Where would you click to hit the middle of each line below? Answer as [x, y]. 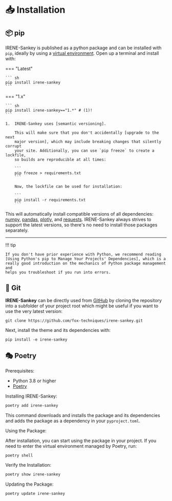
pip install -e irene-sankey [36, 339]
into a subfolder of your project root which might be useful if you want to [82, 306]
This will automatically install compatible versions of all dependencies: [79, 214]
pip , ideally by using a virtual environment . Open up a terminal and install [82, 53]
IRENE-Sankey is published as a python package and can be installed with [83, 48]
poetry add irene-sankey [32, 405]
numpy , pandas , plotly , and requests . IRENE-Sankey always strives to [78, 219]
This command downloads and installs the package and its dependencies [83, 415]
